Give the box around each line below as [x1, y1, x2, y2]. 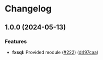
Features [5, 38, 27, 45]
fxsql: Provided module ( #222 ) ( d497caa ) [12, 49, 98, 55]
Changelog [5, 3, 52, 14]
